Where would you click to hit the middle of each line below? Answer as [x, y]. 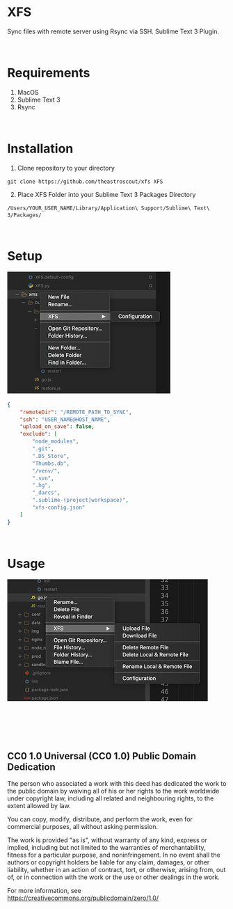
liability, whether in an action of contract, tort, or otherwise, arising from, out [116, 870]
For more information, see [44, 891]
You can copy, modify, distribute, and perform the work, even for [100, 819]
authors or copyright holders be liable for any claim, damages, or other [109, 862]
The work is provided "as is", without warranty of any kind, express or [107, 840]
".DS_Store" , [51, 456]
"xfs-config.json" [59, 507]
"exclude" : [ [39, 434]
